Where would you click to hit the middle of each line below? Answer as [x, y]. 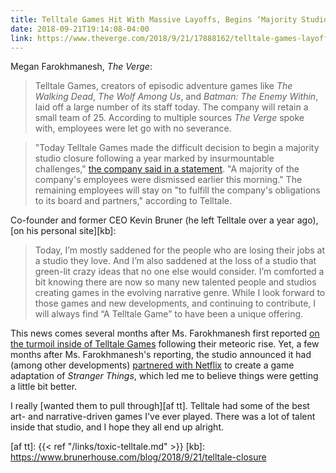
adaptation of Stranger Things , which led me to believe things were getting [164, 376]
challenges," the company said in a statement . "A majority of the [167, 169]
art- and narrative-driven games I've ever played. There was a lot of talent [163, 417]
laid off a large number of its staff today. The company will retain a [171, 107]
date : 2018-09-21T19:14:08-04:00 [80, 29]
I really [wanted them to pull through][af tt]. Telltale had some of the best [160, 406]
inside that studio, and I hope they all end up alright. [117, 427]
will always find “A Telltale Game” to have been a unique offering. [169, 314]
